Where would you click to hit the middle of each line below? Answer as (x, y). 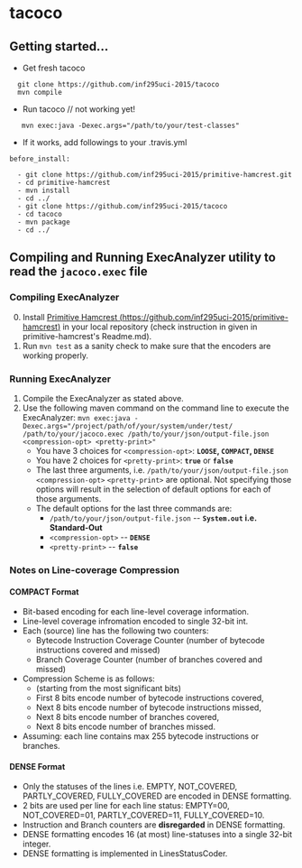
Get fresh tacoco (54, 68)
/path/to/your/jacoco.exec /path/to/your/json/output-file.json (146, 434)
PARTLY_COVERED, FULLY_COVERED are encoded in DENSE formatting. (157, 796)
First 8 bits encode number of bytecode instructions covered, (150, 698)
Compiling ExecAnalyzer (64, 298)
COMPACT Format (44, 591)
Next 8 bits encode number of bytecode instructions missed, (148, 707)
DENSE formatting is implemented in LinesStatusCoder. (125, 854)
